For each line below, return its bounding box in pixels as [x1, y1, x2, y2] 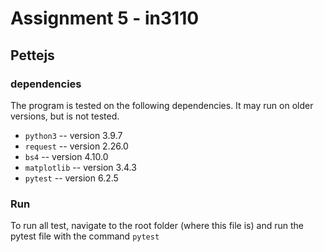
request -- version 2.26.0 [24, 140, 129, 152]
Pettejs [10, 47, 55, 64]
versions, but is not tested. [10, 110, 120, 122]
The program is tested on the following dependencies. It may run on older [10, 99, 314, 111]
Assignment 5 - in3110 [10, 7, 200, 30]
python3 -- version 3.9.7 [24, 129, 123, 141]
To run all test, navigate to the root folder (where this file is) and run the [10, 220, 304, 232]
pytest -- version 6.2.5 [24, 172, 119, 184]
